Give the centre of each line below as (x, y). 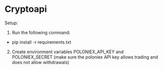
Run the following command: (41, 32)
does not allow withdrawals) (41, 62)
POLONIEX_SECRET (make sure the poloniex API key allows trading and (85, 57)
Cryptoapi (26, 9)
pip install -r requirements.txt (41, 42)
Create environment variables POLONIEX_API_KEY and (68, 52)
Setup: (11, 23)
